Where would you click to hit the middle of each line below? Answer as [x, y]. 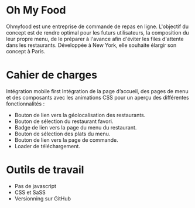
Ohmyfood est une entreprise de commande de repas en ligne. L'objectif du [97, 26]
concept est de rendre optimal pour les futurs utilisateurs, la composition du [97, 32]
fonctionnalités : [25, 104]
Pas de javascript [35, 186]
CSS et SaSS [30, 192]
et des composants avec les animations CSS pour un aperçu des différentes [97, 97]
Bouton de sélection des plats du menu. [62, 134]
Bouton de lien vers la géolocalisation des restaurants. [80, 115]
